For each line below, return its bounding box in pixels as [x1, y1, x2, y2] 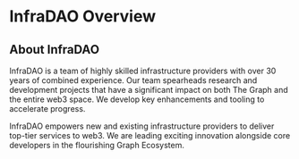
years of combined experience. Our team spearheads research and [9, 75, 258, 86]
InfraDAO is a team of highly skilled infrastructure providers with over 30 [9, 65, 277, 76]
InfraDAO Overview [9, 6, 157, 27]
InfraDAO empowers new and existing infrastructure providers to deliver [9, 121, 275, 131]
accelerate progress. [9, 104, 86, 113]
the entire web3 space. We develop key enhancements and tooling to [9, 94, 265, 105]
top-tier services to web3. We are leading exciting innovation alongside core [9, 130, 291, 140]
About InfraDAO [9, 42, 100, 57]
